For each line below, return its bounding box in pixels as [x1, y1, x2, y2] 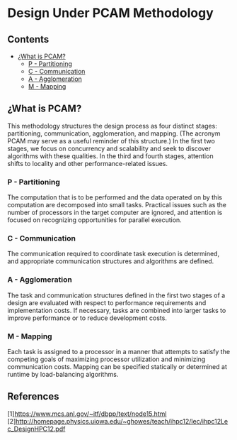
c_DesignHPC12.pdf [7, 424, 66, 433]
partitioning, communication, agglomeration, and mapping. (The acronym [7, 129, 221, 138]
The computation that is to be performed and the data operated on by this [7, 193, 223, 202]
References [7, 390, 59, 402]
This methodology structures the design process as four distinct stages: [7, 121, 217, 130]
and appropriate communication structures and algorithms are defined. [7, 257, 214, 265]
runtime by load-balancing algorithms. [7, 370, 119, 378]
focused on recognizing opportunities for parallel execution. [7, 216, 182, 224]
